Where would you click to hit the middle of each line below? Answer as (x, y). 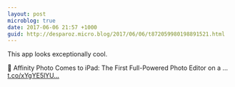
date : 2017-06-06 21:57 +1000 (52, 27)
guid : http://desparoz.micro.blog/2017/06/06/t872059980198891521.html (116, 34)
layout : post (27, 14)
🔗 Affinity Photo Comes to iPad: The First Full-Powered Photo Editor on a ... (118, 68)
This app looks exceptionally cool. (57, 54)
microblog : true (31, 21)
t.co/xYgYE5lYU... (33, 76)
